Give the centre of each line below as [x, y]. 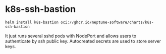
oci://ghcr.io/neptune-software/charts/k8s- [107, 22]
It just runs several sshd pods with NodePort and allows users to [71, 36]
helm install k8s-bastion [32, 22]
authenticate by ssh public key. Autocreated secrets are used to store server [83, 41]
